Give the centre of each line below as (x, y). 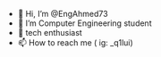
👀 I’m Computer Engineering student (85, 23)
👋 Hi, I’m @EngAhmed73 (63, 14)
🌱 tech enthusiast (50, 33)
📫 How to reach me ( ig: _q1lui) (76, 43)
